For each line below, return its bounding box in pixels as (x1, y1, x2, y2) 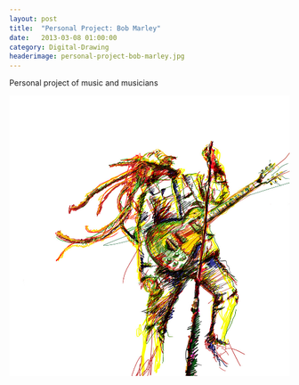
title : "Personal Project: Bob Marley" (9, 23, 162, 33)
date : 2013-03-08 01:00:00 (9, 33, 117, 42)
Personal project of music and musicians (9, 78, 158, 88)
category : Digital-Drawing (9, 43, 109, 52)
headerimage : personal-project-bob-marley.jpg (9, 52, 185, 61)
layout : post (9, 14, 58, 23)
